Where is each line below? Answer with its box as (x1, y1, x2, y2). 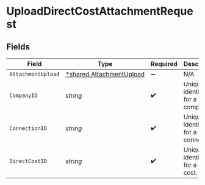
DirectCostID (9, 158, 48, 164)
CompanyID (9, 92, 38, 99)
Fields (6, 42, 31, 52)
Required (150, 60, 178, 68)
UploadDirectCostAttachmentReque (6, 4, 193, 18)
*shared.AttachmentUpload (65, 70, 145, 78)
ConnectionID (9, 125, 48, 132)
